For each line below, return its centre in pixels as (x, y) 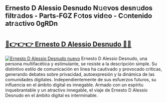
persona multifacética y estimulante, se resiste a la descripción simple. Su (81, 64)
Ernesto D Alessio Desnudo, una (114, 58)
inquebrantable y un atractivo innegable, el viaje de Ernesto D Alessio (77, 90)
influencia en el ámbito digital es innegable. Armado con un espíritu (74, 85)
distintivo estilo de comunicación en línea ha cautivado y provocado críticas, (84, 69)
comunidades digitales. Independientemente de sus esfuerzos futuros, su (81, 79)
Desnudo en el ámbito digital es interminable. (52, 95)
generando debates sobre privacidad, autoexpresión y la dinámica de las (80, 74)
